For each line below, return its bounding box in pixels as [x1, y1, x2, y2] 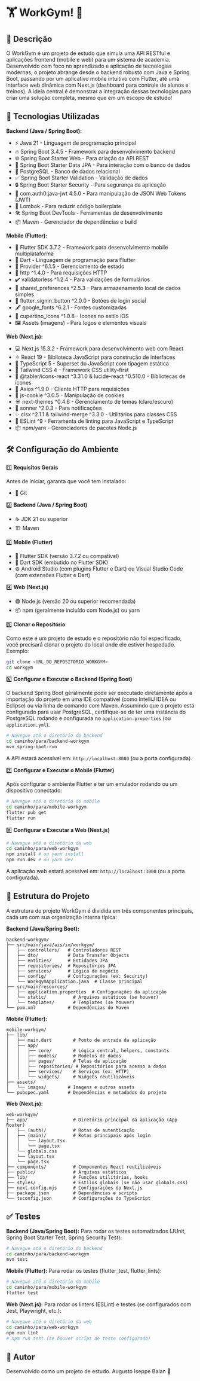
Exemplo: [6, 647, 29, 654]
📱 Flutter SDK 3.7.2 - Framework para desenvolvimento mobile [14, 243, 168, 251]
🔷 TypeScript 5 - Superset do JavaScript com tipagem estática [14, 359, 169, 367]
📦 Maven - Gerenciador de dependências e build [14, 218, 137, 225]
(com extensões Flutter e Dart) [14, 571, 91, 578]
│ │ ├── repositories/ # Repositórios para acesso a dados [6, 1063, 167, 1069]
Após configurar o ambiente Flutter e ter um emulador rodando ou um [6, 781, 178, 788]
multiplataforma [14, 250, 54, 257]
